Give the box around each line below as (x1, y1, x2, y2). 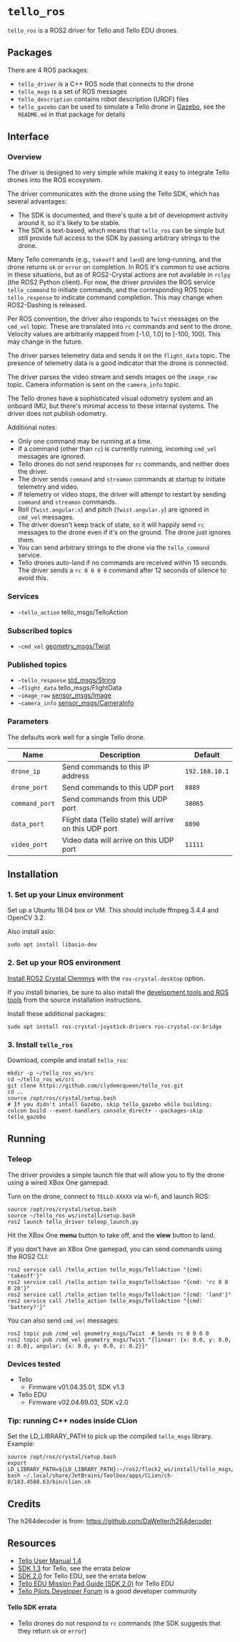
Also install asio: (7, 927, 56, 936)
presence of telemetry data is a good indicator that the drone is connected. (7, 359, 229, 367)
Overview (7, 152, 42, 162)
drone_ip (11, 767, 41, 775)
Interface (7, 131, 49, 143)
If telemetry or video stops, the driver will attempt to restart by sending (17, 490, 226, 499)
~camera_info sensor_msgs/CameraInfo (17, 699, 134, 707)
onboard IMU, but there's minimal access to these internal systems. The (7, 402, 219, 410)
